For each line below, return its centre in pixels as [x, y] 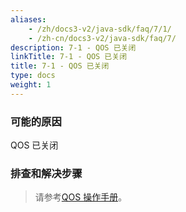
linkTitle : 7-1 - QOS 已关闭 [69, 57]
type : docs [33, 76]
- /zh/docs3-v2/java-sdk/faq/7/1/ [100, 29]
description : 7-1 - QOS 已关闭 [73, 47]
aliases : [28, 19]
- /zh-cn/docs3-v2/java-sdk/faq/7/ [102, 38]
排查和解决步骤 [46, 173]
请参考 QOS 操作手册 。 [81, 197]
